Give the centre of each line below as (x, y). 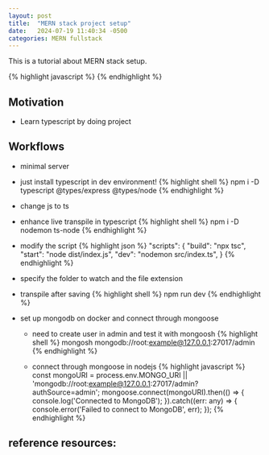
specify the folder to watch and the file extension (101, 278)
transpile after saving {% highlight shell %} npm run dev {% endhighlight (141, 294)
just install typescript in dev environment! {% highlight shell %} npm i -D (140, 181)
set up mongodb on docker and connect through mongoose (119, 318)
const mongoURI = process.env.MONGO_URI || (110, 374)
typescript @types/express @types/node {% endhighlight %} (122, 190)
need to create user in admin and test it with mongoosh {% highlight (145, 333)
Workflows (36, 147)
